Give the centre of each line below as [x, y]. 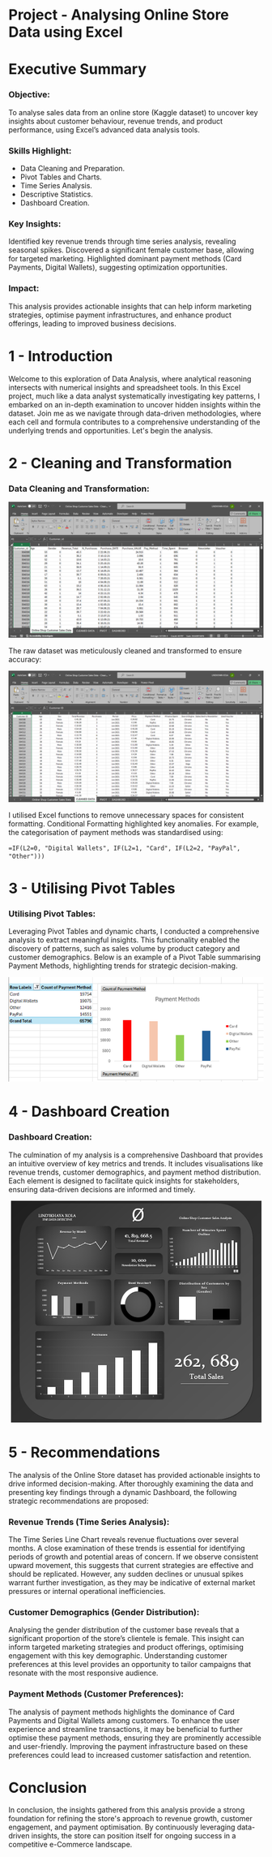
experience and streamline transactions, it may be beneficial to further [125, 1729]
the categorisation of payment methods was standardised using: [116, 832]
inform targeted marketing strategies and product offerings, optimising [126, 1647]
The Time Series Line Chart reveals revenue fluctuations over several [123, 1539]
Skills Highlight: [40, 150]
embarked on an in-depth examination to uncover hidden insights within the [135, 404]
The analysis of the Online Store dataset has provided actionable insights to [134, 1475]
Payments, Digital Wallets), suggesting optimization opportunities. [118, 267]
